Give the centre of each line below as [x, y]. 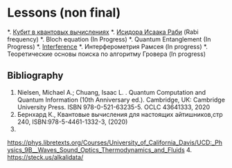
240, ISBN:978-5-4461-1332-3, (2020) [72, 122]
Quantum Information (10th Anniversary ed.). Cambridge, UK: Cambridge [121, 100]
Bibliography [35, 76]
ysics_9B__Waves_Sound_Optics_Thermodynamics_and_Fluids [96, 149]
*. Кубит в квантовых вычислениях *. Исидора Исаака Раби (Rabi [103, 32]
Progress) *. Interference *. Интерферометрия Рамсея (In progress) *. [107, 46]
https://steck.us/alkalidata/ [45, 157]
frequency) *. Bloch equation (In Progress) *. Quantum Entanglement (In [109, 39]
